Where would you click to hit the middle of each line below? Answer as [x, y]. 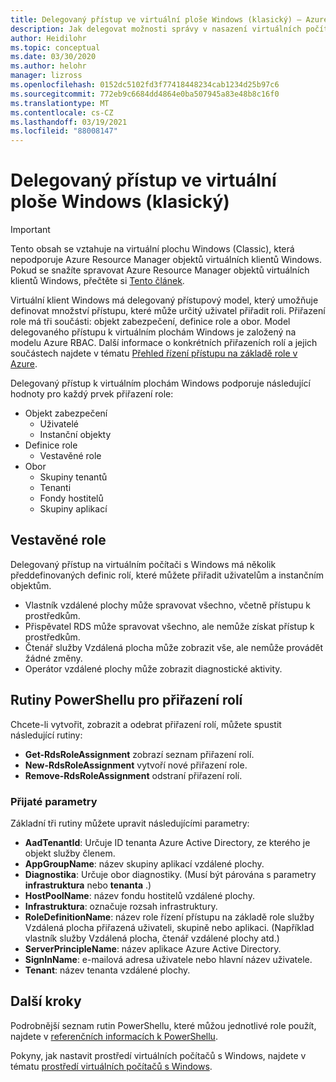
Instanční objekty [75, 435]
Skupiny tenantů [73, 477]
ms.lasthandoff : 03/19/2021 [69, 122]
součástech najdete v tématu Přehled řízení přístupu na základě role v [154, 353]
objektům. [31, 585]
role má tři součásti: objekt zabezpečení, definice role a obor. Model [150, 322]
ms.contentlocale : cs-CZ [62, 112]
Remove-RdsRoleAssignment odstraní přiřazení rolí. [133, 775]
